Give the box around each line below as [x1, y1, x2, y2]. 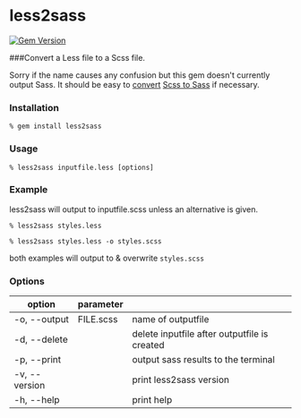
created [132, 339, 165, 352]
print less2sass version [132, 373, 230, 386]
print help [132, 394, 173, 406]
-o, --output [13, 313, 70, 326]
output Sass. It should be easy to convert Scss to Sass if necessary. [9, 79, 260, 90]
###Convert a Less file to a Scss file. [9, 52, 146, 63]
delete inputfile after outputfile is [132, 328, 269, 340]
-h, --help [13, 394, 60, 406]
